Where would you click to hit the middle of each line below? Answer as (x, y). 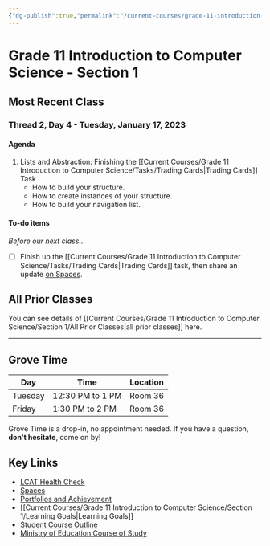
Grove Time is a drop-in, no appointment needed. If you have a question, (129, 429)
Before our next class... (47, 241)
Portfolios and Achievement (66, 499)
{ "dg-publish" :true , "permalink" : (64, 16)
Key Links (33, 462)
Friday (24, 409)
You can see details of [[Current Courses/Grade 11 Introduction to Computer (134, 319)
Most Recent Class (56, 102)
